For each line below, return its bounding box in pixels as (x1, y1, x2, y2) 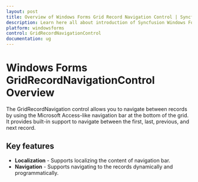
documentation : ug (6, 36, 51, 42)
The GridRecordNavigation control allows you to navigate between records (6, 105, 187, 112)
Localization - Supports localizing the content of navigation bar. (14, 157, 171, 164)
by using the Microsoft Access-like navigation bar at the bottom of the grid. (6, 112, 189, 119)
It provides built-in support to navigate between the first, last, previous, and (6, 118, 190, 125)
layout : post (6, 8, 38, 15)
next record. (6, 124, 36, 131)
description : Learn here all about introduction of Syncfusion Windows (6, 19, 186, 25)
